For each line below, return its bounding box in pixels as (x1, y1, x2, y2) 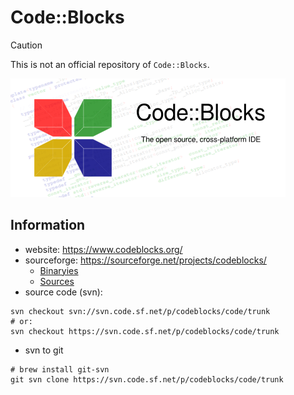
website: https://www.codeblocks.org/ (24, 243, 183, 255)
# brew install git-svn (10, 364, 110, 375)
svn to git (24, 344, 64, 356)
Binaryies (39, 264, 79, 276)
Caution (10, 39, 43, 51)
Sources (39, 275, 75, 287)
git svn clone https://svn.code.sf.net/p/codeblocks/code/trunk (10, 374, 284, 385)
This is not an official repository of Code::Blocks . (10, 58, 210, 70)
